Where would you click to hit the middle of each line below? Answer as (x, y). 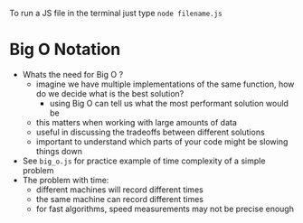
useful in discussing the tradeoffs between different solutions (150, 132)
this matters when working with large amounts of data (137, 122)
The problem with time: (66, 180)
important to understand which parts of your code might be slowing (162, 141)
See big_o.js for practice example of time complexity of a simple (144, 161)
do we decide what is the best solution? (110, 93)
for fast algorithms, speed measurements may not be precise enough (165, 209)
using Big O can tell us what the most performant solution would (169, 103)
